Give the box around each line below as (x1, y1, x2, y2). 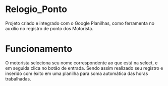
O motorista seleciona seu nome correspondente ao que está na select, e (5, 59, 158, 66)
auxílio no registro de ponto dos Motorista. (5, 25, 93, 31)
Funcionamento (5, 43, 73, 55)
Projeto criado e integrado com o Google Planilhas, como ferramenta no (5, 20, 155, 26)
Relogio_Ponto (5, 4, 67, 15)
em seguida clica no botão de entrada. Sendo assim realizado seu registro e (5, 65, 163, 71)
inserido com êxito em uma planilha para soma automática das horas (5, 70, 148, 76)
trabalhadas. (5, 75, 31, 81)
